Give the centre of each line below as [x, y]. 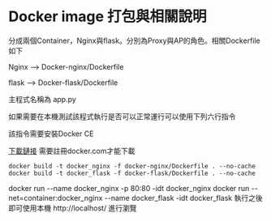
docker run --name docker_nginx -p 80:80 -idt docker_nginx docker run [129, 188]
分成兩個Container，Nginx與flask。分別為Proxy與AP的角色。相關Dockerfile [135, 40]
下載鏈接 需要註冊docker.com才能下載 [72, 151]
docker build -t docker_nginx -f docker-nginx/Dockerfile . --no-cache [132, 166]
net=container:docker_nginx [56, 198]
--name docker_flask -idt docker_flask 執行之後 [183, 198]
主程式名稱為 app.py [43, 99]
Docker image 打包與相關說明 [108, 17]
